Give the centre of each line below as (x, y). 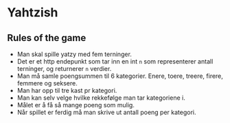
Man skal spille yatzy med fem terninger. (74, 54)
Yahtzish (33, 13)
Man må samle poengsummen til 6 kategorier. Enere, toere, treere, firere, (120, 76)
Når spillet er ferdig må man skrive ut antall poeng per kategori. (107, 112)
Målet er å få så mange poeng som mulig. (76, 105)
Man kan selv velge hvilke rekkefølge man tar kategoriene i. (101, 98)
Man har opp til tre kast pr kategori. (67, 91)
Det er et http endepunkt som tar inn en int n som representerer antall (115, 61)
